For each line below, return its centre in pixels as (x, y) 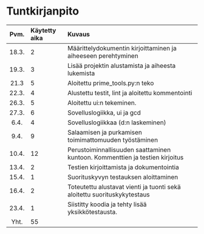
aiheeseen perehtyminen (103, 56)
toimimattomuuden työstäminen (113, 139)
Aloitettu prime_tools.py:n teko (111, 83)
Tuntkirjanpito (43, 11)
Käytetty (43, 30)
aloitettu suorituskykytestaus (109, 194)
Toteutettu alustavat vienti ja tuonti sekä (124, 187)
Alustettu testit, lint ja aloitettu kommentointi (130, 93)
